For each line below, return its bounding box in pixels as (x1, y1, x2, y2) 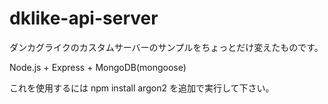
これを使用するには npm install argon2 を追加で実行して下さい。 (9, 82, 275, 94)
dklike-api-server (9, 7, 159, 30)
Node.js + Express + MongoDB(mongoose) (9, 61, 187, 73)
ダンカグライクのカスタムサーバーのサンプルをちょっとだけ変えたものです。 (9, 41, 324, 53)
